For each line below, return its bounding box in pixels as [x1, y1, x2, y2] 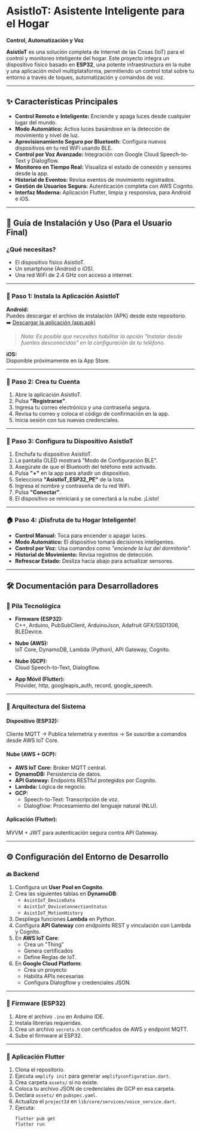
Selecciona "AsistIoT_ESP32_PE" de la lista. [14, 476, 125, 483]
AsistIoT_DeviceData [23, 897, 75, 904]
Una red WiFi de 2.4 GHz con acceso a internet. [14, 271, 133, 279]
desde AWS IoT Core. [6, 737, 59, 744]
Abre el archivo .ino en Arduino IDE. [14, 1012, 105, 1020]
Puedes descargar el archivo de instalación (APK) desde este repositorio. [6, 312, 187, 319]
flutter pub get [14, 1116, 56, 1122]
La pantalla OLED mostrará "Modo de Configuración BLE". [14, 457, 158, 464]
